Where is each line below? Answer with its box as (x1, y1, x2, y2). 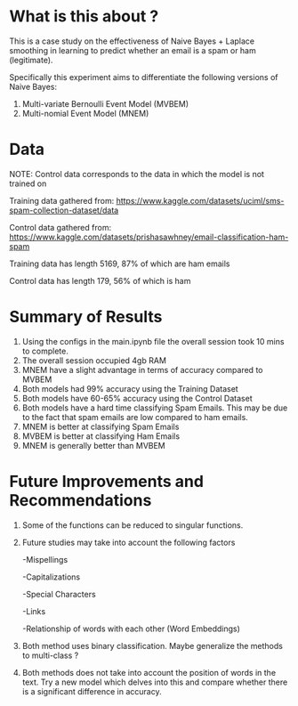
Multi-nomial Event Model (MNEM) (21, 108, 149, 118)
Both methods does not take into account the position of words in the (21, 667, 277, 678)
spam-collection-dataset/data (9, 205, 119, 215)
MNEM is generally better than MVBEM (21, 440, 166, 450)
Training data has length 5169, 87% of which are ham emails (9, 258, 230, 269)
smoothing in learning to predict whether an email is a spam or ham (9, 45, 256, 55)
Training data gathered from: (9, 195, 115, 206)
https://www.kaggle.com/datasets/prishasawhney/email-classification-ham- (9, 231, 289, 242)
